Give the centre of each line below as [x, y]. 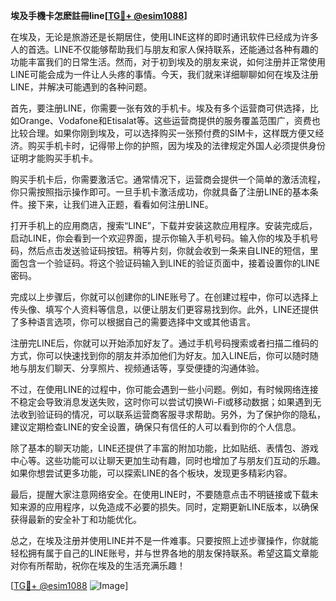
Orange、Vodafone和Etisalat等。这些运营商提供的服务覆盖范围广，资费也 [169, 120]
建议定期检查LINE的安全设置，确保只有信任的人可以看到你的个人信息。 [156, 427]
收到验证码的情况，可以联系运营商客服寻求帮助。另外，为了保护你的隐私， [172, 414]
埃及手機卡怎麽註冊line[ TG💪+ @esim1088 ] [99, 15]
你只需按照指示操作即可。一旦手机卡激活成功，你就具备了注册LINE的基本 [160, 192]
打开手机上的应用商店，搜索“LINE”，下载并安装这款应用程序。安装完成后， [164, 225]
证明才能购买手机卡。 [54, 158]
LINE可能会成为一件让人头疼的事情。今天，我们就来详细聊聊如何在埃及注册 [164, 74]
